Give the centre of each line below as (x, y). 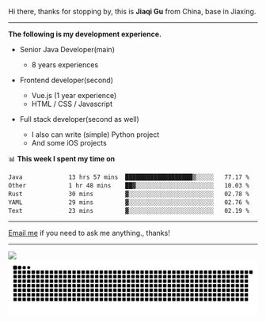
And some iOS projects (69, 143)
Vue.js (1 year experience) (74, 95)
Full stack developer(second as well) (80, 119)
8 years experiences (65, 65)
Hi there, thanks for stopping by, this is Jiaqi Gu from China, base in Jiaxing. (132, 11)
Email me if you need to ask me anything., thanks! (89, 233)
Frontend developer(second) (66, 80)
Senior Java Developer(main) (67, 49)
